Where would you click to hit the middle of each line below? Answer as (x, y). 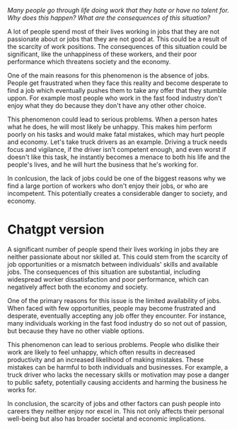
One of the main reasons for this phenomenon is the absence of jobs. (109, 75)
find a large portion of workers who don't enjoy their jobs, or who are (108, 186)
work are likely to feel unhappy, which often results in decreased (102, 352)
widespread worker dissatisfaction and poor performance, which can (108, 279)
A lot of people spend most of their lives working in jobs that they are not (114, 32)
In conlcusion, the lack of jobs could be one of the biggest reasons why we (117, 178)
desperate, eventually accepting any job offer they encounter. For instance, (117, 316)
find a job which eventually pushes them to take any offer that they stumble (117, 90)
